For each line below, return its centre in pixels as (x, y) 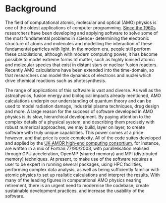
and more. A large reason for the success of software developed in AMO (79, 111)
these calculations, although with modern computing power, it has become (81, 54)
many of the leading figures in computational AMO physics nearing (73, 180)
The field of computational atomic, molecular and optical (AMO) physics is (81, 22)
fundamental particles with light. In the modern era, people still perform (78, 49)
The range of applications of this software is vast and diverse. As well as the (83, 90)
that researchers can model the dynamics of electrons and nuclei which (78, 75)
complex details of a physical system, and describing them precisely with (80, 122)
